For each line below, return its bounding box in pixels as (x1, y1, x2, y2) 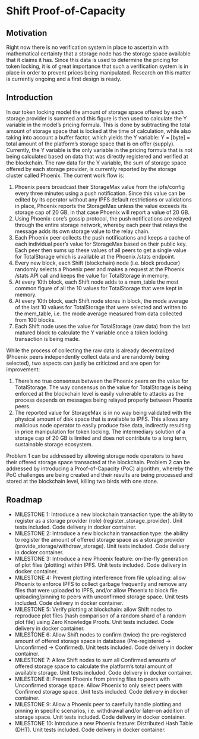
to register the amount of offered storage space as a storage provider (14, 536, 185, 543)
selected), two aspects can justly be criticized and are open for (6, 359, 160, 367)
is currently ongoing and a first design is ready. (6, 76, 122, 82)
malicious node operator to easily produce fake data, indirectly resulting (14, 421, 191, 429)
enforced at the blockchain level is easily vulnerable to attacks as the (14, 390, 184, 397)
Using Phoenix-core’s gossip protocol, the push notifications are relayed (14, 215, 192, 222)
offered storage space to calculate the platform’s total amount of (14, 663, 173, 670)
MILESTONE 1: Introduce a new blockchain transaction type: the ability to (14, 511, 194, 518)
